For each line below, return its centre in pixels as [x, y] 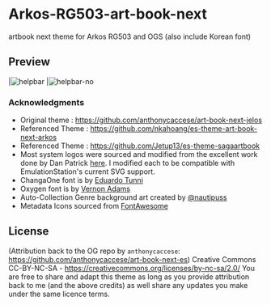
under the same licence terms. [59, 294]
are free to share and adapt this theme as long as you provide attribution [129, 277]
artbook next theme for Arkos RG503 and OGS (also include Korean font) [130, 36]
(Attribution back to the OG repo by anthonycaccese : [94, 251]
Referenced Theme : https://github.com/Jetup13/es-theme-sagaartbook [140, 146]
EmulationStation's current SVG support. [87, 172]
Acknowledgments [47, 102]
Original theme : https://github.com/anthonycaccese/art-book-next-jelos [141, 120]
